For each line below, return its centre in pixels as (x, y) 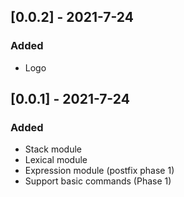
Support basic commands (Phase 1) (98, 181)
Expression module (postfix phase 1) (99, 171)
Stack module (53, 149)
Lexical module (56, 160)
